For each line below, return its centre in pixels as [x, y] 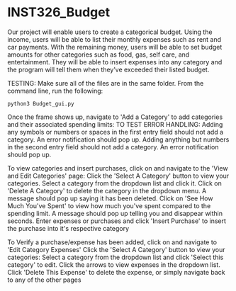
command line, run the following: [55, 91]
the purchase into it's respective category [68, 228]
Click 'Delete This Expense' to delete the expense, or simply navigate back [116, 272]
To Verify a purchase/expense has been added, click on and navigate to [112, 242]
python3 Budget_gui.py [41, 103]
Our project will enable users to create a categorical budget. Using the [110, 32]
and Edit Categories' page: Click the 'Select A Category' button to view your [118, 176]
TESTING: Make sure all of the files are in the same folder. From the [106, 83]
